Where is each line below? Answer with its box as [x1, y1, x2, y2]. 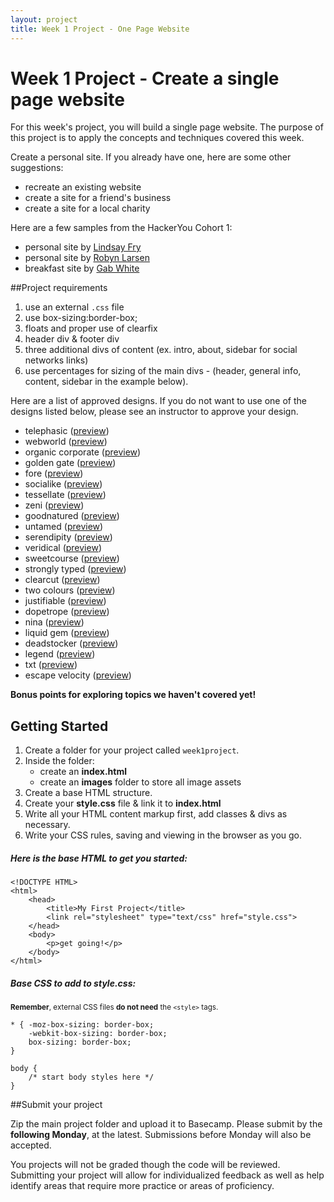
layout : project [10, 14, 78, 25]
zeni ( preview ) [24, 499, 85, 511]
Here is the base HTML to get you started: [10, 852, 188, 864]
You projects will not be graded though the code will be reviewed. [10, 1159, 281, 1171]
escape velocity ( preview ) [24, 669, 132, 681]
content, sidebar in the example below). [24, 376, 189, 388]
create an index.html [39, 766, 128, 778]
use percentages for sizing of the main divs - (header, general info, [24, 365, 302, 377]
